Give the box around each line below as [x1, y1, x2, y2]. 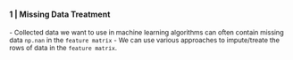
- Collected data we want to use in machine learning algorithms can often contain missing [9, 28, 284, 37]
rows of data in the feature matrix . [9, 44, 118, 53]
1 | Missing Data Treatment [9, 9, 111, 19]
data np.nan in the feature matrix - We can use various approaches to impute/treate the [9, 36, 280, 45]
